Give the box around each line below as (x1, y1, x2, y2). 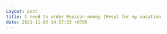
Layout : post (6, 8, 38, 14)
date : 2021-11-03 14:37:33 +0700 (6, 19, 88, 25)
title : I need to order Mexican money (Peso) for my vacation (6, 14, 161, 20)
